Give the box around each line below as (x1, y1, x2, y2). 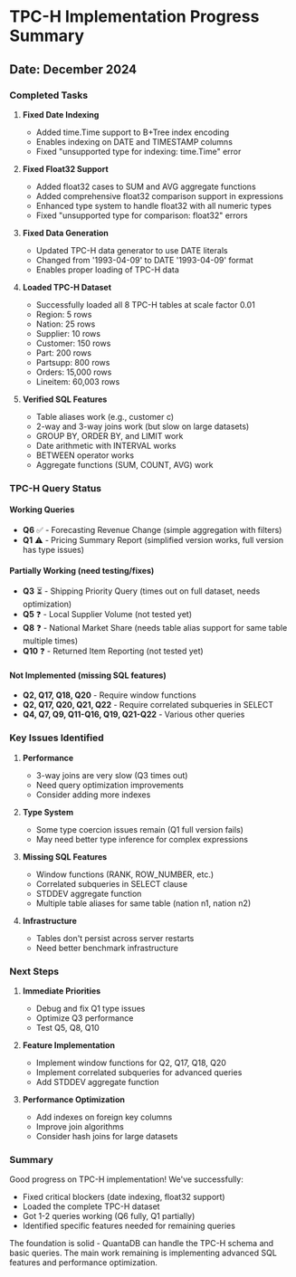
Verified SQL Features (22, 394, 108, 405)
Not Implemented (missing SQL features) (9, 670, 167, 681)
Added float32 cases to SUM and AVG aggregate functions (35, 181, 256, 192)
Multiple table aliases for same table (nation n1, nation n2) (35, 898, 252, 909)
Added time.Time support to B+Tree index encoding (35, 127, 230, 138)
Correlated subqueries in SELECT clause (35, 878, 188, 889)
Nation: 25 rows (35, 319, 96, 329)
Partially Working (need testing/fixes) (9, 565, 155, 576)
